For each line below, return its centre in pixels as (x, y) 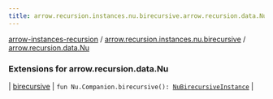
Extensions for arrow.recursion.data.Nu (89, 68)
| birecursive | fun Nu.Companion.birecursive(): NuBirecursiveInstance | (131, 86)
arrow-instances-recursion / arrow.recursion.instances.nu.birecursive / (127, 39)
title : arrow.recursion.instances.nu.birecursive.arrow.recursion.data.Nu (138, 16)
